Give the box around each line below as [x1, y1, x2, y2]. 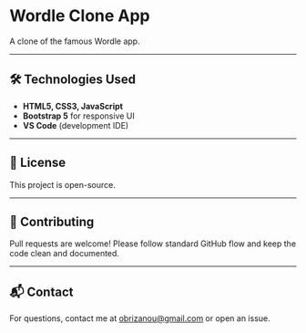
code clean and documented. [9, 248, 120, 259]
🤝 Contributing [9, 213, 95, 229]
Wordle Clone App [9, 5, 150, 26]
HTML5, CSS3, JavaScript [22, 100, 123, 111]
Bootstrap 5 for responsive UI [22, 110, 135, 121]
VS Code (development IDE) [22, 120, 129, 130]
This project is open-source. [9, 179, 116, 190]
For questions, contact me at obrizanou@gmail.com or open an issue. [9, 313, 270, 324]
